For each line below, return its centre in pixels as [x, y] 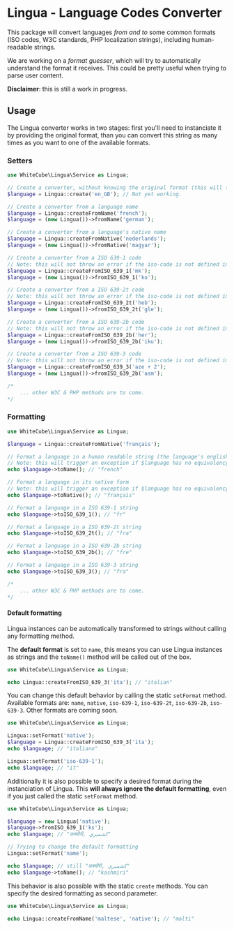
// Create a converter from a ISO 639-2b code [76, 322]
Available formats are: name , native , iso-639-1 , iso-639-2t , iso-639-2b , [108, 703]
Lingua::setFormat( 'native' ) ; [51, 736]
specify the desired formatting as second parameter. [83, 893]
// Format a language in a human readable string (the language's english [118, 456]
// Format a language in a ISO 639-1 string [73, 507]
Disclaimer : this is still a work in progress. [67, 89]
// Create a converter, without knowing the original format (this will [115, 187]
